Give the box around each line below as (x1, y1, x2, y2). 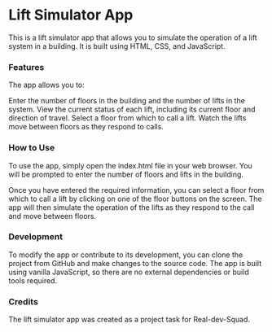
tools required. (8, 275, 58, 286)
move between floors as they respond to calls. (8, 122, 165, 132)
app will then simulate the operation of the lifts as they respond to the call (8, 202, 255, 212)
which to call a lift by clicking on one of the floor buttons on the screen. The (8, 194, 262, 203)
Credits (8, 295, 38, 307)
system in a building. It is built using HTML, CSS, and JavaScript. (8, 41, 226, 50)
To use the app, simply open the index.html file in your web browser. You (8, 160, 252, 170)
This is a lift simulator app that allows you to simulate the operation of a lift (8, 33, 258, 42)
